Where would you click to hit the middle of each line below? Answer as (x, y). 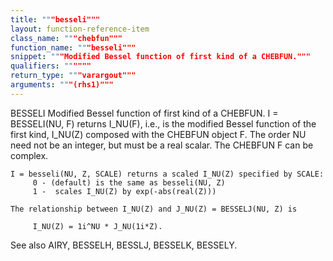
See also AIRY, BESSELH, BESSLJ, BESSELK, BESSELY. (124, 245)
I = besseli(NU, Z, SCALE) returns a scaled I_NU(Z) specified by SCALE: (167, 174)
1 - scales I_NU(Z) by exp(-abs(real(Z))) (124, 191)
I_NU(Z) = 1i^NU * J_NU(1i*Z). (97, 226)
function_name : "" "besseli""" (73, 47)
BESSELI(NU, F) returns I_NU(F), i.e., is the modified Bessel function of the (163, 123)
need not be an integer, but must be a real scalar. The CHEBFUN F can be (162, 145)
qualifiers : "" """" (51, 66)
